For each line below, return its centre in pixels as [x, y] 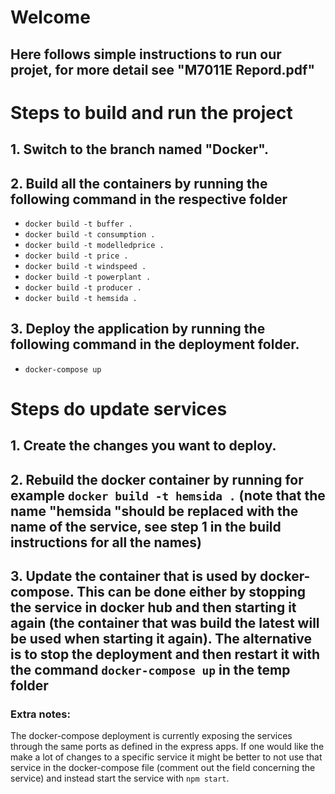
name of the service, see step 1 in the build [146, 526]
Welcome [50, 17]
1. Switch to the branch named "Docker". [140, 149]
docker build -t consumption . [90, 234]
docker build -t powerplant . [88, 277]
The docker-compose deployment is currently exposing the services [151, 736]
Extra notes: [40, 714]
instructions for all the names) [106, 542]
